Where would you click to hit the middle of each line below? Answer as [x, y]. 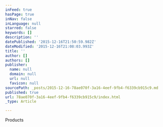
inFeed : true [19, 10]
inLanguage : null [23, 23]
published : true [22, 92]
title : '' [15, 51]
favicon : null [24, 83]
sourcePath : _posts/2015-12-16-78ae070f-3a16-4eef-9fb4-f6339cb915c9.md [82, 88]
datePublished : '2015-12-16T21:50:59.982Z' [51, 42]
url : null [20, 79]
